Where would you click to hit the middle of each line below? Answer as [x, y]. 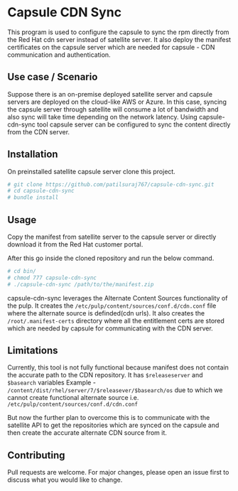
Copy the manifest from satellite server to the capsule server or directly [112, 237]
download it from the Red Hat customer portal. [75, 244]
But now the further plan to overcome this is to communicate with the [109, 418]
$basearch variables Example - [52, 383]
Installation [33, 155]
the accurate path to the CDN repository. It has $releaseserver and [106, 375]
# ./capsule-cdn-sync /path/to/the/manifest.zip [81, 284]
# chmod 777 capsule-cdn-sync [52, 278]
